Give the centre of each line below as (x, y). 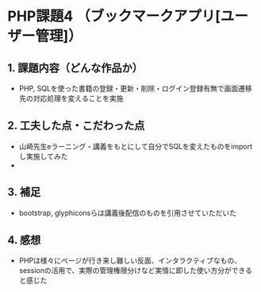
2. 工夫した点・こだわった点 (76, 126)
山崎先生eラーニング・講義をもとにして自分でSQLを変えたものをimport (136, 146)
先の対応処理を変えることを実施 (71, 98)
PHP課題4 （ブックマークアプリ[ (114, 16)
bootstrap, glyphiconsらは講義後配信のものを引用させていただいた (128, 213)
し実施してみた (43, 156)
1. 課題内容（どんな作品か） (75, 68)
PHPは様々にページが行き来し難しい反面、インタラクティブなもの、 (130, 261)
